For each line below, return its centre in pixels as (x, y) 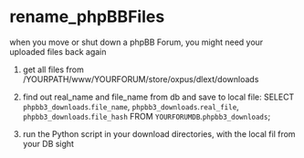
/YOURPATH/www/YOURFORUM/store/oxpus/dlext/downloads (141, 79)
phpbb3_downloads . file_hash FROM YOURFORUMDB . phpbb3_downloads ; (147, 116)
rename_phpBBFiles (87, 17)
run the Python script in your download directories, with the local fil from (159, 133)
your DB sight (48, 143)
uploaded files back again (58, 51)
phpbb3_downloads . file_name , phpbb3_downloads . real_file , (131, 106)
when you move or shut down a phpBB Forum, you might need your (136, 42)
